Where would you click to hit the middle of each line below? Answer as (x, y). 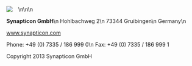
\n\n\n (26, 9)
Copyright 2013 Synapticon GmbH (49, 56)
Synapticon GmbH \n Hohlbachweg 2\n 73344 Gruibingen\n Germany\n (96, 21)
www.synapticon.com (34, 33)
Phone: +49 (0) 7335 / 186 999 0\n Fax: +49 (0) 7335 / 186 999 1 (88, 45)
